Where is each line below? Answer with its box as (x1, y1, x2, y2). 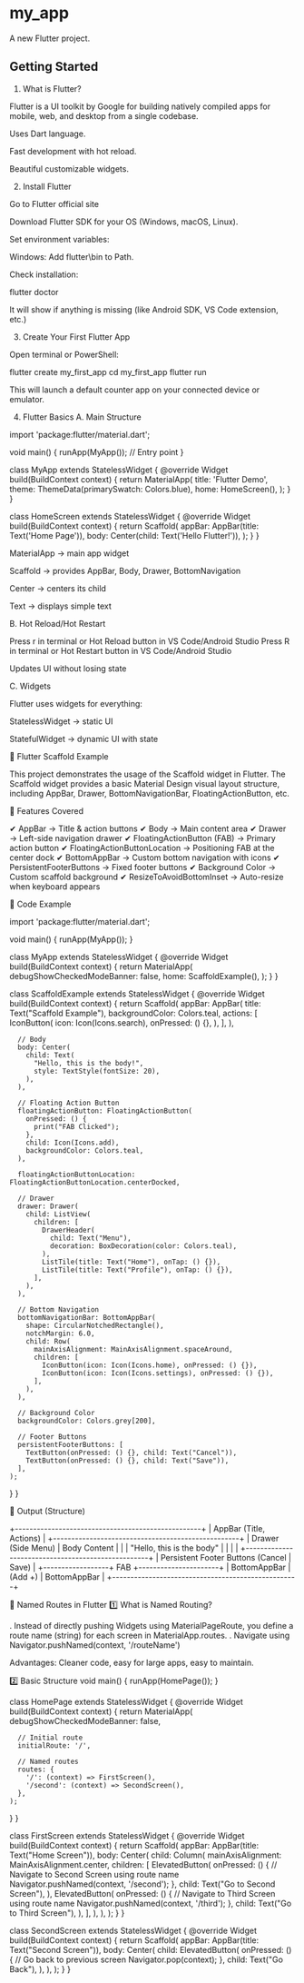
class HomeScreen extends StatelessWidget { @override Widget (9, 511, 251, 521)
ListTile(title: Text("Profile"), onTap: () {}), (42, 1265, 233, 1274)
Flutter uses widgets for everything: (9, 698, 143, 709)
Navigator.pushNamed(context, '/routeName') (9, 1639, 181, 1651)
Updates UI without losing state (9, 662, 127, 674)
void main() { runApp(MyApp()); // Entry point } (9, 446, 184, 457)
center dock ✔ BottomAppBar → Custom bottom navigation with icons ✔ (9, 852, 280, 863)
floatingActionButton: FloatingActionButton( (17, 1106, 193, 1115)
